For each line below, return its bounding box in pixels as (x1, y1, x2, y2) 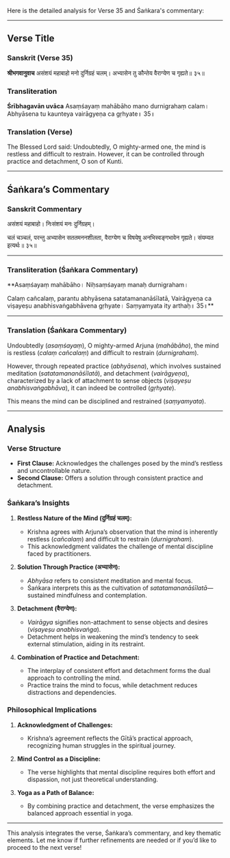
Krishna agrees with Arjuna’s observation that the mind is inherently (27, 528, 218, 536)
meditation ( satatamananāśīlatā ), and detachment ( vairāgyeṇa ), (7, 369, 190, 377)
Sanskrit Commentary (7, 204, 82, 214)
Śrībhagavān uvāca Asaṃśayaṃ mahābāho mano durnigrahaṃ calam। (7, 101, 209, 110)
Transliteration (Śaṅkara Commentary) (7, 265, 138, 274)
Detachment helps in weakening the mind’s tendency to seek (27, 633, 199, 641)
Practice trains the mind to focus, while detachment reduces (27, 681, 198, 689)
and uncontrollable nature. (16, 467, 92, 475)
